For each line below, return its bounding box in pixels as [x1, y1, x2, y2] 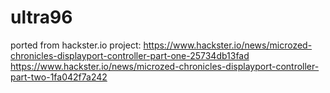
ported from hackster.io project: [10, 39, 142, 51]
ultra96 [10, 6, 73, 29]
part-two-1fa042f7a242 [10, 71, 108, 83]
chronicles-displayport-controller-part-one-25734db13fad [10, 49, 250, 61]
